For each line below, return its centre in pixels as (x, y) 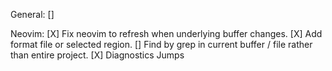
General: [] (32, 14)
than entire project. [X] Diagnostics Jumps (97, 55)
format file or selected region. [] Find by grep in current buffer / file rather (161, 44)
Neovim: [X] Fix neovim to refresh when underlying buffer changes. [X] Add (166, 33)
